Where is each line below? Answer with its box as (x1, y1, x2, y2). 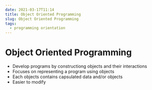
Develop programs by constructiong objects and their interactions (12, 63, 148, 69)
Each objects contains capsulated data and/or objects (12, 74, 123, 80)
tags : (5, 21, 16, 26)
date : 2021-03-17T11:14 (5, 7, 55, 12)
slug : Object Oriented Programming (5, 16, 79, 21)
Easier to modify (12, 79, 46, 85)
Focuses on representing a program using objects (12, 69, 115, 75)
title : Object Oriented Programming (5, 12, 81, 17)
